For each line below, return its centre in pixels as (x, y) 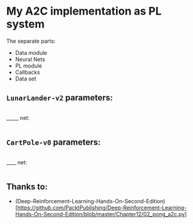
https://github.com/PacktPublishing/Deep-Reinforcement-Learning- (102, 208)
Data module (31, 52)
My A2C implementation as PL (84, 11)
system (25, 24)
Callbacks (28, 72)
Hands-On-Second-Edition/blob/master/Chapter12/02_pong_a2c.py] (101, 214)
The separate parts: (31, 41)
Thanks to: (27, 187)
